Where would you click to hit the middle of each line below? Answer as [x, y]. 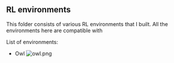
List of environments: [32, 42]
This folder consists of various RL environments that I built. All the [87, 24]
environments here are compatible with [54, 30]
